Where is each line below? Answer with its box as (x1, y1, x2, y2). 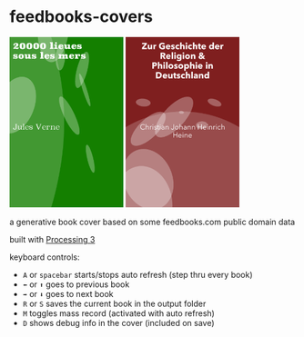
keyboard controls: (9, 252, 80, 263)
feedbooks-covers (9, 6, 153, 27)
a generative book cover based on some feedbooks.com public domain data (9, 216, 296, 228)
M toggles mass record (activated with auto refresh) (22, 308, 216, 319)
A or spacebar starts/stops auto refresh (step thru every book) (22, 270, 253, 281)
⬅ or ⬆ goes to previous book (22, 279, 130, 290)
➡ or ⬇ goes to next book (22, 289, 114, 300)
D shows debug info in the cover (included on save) (22, 318, 216, 329)
